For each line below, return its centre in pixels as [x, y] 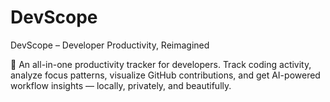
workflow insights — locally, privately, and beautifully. [121, 85]
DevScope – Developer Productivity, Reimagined [110, 45]
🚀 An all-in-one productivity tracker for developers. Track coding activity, [161, 64]
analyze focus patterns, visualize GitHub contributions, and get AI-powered [165, 75]
